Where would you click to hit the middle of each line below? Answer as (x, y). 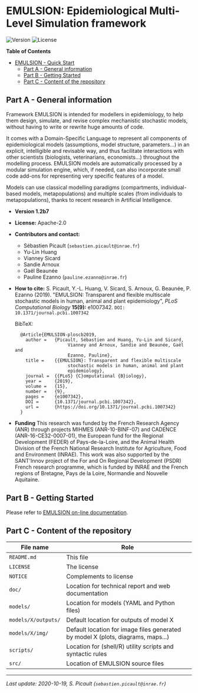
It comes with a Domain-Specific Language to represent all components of (97, 138)
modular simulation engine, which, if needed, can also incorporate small (93, 169)
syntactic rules (87, 654)
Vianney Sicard (42, 258)
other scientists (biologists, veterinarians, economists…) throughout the (93, 157)
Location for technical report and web (118, 586)
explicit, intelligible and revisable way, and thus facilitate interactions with (95, 151)
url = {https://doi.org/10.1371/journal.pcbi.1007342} (101, 407)
